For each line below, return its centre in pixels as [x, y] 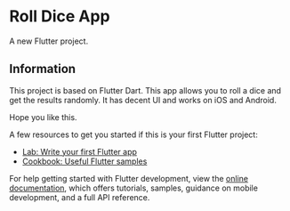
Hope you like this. [43, 117]
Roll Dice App [60, 16]
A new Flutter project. [49, 41]
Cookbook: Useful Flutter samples [85, 161]
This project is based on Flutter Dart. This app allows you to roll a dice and [145, 90]
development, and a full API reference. [80, 197]
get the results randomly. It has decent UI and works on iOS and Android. [143, 100]
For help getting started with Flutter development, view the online [129, 178]
